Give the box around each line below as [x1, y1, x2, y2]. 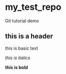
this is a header [5, 32, 53, 40]
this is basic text [5, 45, 38, 51]
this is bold [5, 64, 28, 70]
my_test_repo [5, 1, 62, 13]
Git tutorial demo [5, 18, 39, 24]
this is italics [5, 55, 31, 61]
